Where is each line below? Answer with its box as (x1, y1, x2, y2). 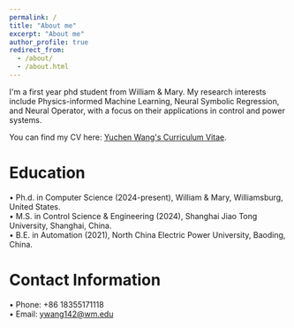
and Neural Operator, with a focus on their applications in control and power (9, 105, 285, 116)
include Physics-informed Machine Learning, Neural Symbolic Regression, (9, 95, 280, 106)
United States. (9, 201, 61, 212)
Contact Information (9, 271, 162, 290)
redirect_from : (9, 46, 65, 55)
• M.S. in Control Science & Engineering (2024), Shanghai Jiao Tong (9, 210, 258, 221)
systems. (9, 114, 42, 125)
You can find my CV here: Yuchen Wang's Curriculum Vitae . (9, 132, 227, 142)
